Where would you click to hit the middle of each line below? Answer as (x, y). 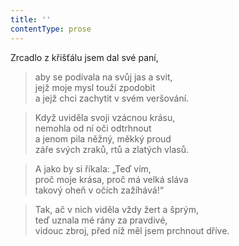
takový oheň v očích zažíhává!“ (99, 190)
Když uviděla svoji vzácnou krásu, (105, 117)
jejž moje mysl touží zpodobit (95, 87)
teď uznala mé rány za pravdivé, (101, 220)
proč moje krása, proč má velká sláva (111, 179)
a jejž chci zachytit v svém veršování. (112, 98)
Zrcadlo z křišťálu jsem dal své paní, (84, 57)
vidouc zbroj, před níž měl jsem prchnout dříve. (132, 230)
